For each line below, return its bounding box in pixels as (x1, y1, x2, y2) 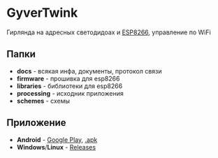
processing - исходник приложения (16, 89, 124, 97)
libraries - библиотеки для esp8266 (16, 82, 123, 90)
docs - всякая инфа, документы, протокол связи (16, 66, 162, 75)
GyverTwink (6, 5, 78, 21)
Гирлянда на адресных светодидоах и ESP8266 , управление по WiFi (6, 28, 211, 36)
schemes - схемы (16, 96, 71, 105)
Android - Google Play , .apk (16, 135, 98, 144)
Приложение (6, 117, 67, 129)
